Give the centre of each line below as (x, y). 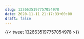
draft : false (18, 18)
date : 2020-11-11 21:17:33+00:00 (39, 14)
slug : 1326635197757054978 (32, 9)
